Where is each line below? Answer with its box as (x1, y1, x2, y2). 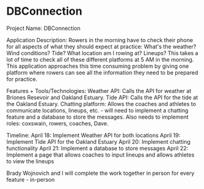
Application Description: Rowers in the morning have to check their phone (6, 36, 194, 43)
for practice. (6, 75, 38, 83)
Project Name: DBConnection (6, 24, 81, 32)
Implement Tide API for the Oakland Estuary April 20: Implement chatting (6, 138, 190, 145)
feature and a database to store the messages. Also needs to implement (6, 113, 189, 120)
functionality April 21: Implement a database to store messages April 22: (6, 144, 189, 152)
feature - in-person (6, 176, 55, 183)
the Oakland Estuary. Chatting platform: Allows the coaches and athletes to (6, 100, 197, 108)
